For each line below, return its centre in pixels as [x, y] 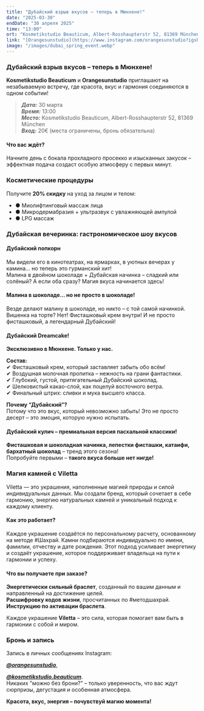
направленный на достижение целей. [55, 593]
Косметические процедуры [50, 180]
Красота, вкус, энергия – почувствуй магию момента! [79, 701]
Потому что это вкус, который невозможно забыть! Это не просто [93, 411]
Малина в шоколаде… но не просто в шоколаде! [71, 295]
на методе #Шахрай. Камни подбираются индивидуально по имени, [95, 540]
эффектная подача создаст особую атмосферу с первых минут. [89, 165]
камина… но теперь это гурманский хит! [59, 268]
